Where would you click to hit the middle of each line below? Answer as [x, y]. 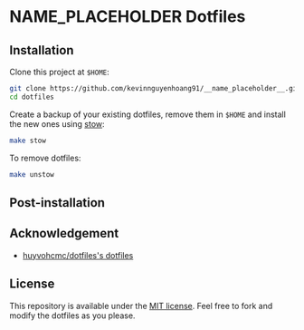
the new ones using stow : [57, 123]
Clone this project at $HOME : [60, 72]
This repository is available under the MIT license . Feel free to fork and [141, 306]
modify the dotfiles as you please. [72, 315]
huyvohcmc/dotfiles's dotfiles [78, 255]
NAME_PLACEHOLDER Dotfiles [128, 17]
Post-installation [57, 203]
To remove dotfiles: [45, 158]
